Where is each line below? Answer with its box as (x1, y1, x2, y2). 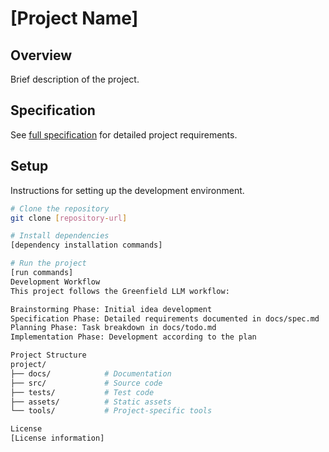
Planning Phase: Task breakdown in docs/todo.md (10, 323, 217, 333)
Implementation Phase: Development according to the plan (10, 332, 257, 342)
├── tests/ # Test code (10, 387, 155, 397)
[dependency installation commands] (10, 240, 163, 251)
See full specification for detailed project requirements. (10, 128, 238, 141)
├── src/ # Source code (10, 378, 163, 388)
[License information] (10, 433, 105, 444)
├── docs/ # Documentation (10, 368, 172, 379)
